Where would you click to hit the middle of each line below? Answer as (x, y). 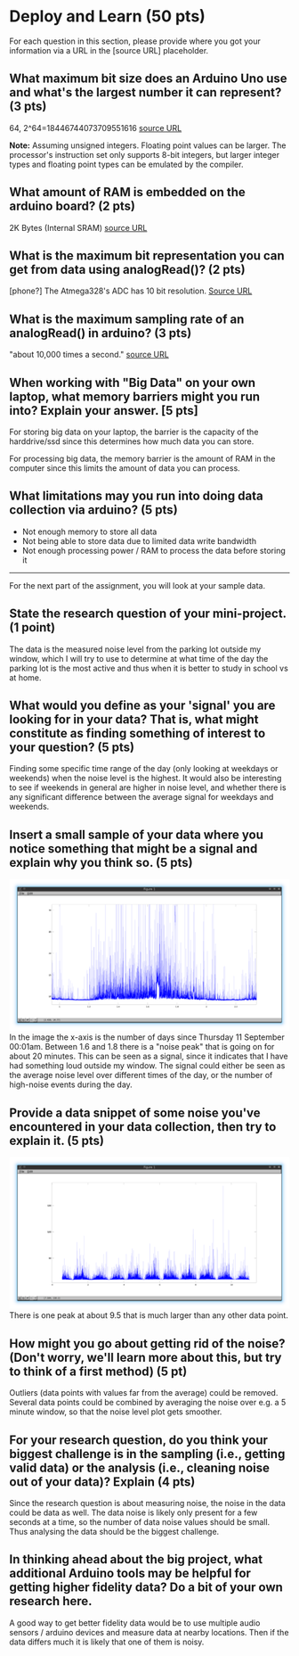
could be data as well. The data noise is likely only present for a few (133, 1512)
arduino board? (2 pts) (73, 206)
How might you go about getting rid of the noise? (147, 1343)
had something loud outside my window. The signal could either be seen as (147, 1066)
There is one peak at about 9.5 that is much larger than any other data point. (149, 1315)
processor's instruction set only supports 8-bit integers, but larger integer (145, 154)
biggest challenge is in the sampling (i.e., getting (147, 1454)
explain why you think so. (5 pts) (101, 862)
